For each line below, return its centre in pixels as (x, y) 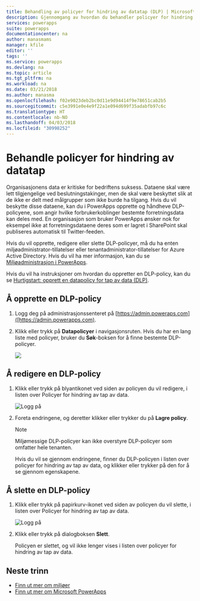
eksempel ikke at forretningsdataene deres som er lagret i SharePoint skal (97, 225)
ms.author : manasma (30, 95)
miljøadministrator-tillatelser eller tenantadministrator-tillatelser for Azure (95, 249)
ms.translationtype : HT (36, 112)
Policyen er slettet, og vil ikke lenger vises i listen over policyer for (96, 546)
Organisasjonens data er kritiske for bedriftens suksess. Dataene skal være (98, 187)
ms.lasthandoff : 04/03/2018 (41, 123)
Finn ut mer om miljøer (42, 585)
